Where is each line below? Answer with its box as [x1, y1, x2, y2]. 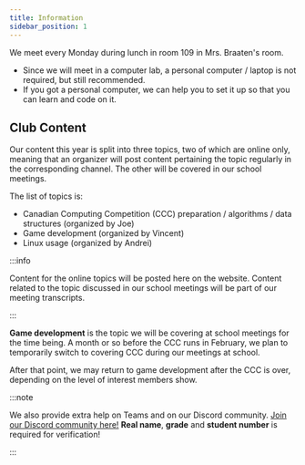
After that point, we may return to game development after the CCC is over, [9, 365, 291, 376]
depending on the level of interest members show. [9, 375, 198, 386]
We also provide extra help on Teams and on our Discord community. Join [9, 409, 287, 420]
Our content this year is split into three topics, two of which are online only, [9, 144, 290, 155]
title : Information [9, 13, 84, 23]
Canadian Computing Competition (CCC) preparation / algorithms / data [22, 209, 292, 220]
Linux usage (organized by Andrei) [22, 238, 153, 249]
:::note [9, 392, 34, 403]
